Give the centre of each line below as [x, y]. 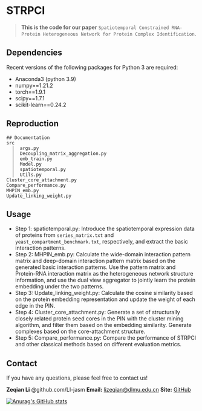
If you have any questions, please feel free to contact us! [77, 378]
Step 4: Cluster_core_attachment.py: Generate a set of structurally [97, 312]
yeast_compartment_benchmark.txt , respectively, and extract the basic [102, 242]
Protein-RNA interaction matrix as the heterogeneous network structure [104, 274]
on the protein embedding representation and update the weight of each [105, 299]
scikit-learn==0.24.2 [41, 105]
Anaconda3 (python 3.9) [46, 79]
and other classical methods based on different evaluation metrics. [98, 345]
